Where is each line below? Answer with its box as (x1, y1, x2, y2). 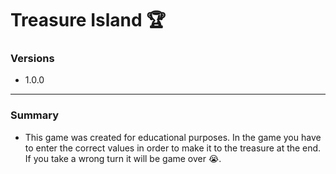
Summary (10, 108, 60, 122)
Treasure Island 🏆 (10, 9, 167, 32)
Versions (10, 52, 55, 66)
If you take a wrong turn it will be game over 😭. (24, 152, 222, 164)
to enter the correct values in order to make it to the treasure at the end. (24, 142, 322, 154)
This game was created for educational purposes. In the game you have (24, 131, 322, 143)
